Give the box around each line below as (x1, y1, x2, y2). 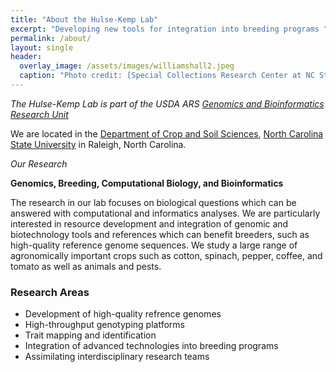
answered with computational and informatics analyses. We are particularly (10, 207, 321, 219)
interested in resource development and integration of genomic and (10, 217, 289, 230)
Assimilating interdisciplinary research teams (24, 351, 210, 363)
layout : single (10, 42, 74, 53)
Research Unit (10, 108, 69, 120)
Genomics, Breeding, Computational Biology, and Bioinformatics (10, 177, 284, 189)
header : (10, 52, 43, 62)
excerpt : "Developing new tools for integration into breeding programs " (10, 24, 329, 34)
